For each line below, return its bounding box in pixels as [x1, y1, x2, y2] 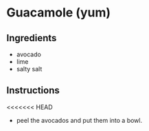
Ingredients [6, 32, 57, 44]
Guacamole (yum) [6, 5, 111, 21]
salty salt [16, 65, 43, 73]
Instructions [6, 84, 60, 97]
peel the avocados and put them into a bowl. [16, 116, 142, 124]
